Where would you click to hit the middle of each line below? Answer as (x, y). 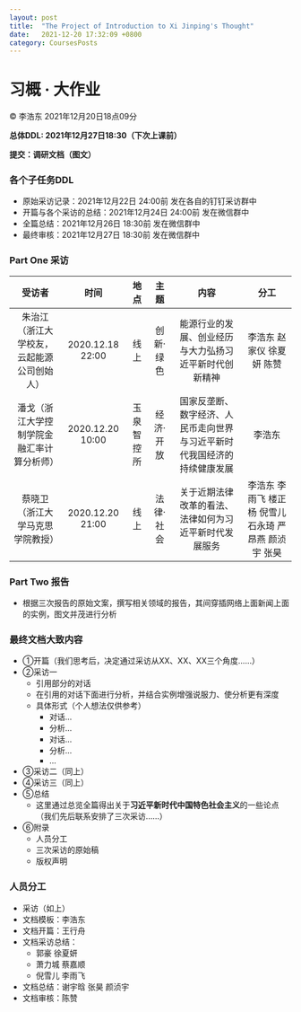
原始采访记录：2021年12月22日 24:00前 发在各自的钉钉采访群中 (139, 201)
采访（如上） (46, 908)
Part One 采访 (39, 260)
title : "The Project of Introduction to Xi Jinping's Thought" (132, 26)
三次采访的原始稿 (67, 850)
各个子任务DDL (42, 180)
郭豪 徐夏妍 (56, 953)
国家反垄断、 (207, 400)
